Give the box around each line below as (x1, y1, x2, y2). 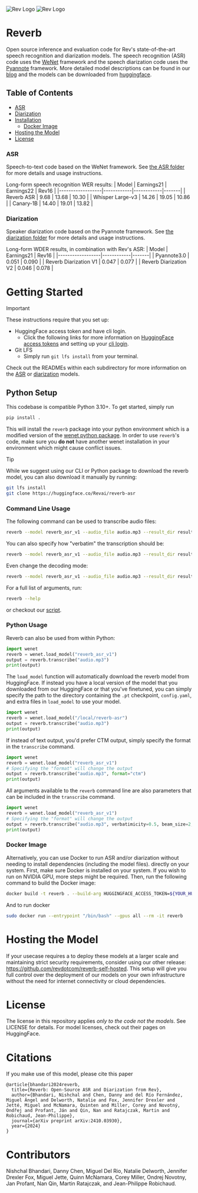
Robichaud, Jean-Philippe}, (6, 1113, 75, 1119)
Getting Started (6, 285, 84, 298)
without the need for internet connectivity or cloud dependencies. (6, 977, 166, 984)
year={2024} (11, 1123, 41, 1129)
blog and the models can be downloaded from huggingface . (6, 71, 152, 78)
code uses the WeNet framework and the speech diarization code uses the (6, 58, 188, 65)
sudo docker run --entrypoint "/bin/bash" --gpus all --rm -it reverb (6, 913, 183, 919)
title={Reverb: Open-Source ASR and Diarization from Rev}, (11, 1087, 162, 1093)
